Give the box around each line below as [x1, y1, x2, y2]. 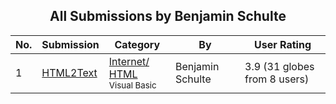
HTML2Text [41, 65, 98, 79]
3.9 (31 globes [244, 59, 315, 73]
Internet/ [108, 54, 150, 68]
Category [114, 37, 161, 51]
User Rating [254, 37, 312, 51]
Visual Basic [108, 79, 157, 91]
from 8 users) [244, 72, 310, 86]
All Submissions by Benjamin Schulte [49, 8, 287, 25]
